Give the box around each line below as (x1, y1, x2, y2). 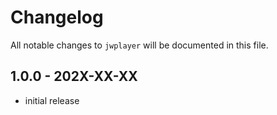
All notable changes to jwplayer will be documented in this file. (10, 39, 269, 51)
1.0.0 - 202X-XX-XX (10, 68, 138, 85)
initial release (24, 94, 80, 106)
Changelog (10, 6, 104, 29)
